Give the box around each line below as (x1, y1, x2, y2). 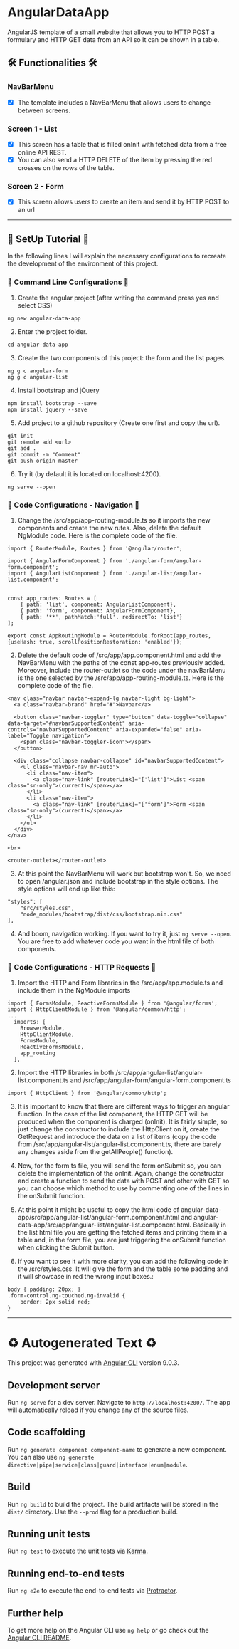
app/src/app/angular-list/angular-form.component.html (17, 1213, 180, 1222)
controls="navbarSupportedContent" (7, 726, 113, 733)
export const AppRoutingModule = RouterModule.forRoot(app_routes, (7, 632, 212, 639)
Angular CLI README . (7, 1633, 72, 1642)
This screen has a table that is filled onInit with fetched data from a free (17, 140, 228, 148)
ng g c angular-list (7, 373, 69, 381)
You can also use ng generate (7, 1452, 95, 1461)
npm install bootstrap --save (7, 399, 97, 407)
